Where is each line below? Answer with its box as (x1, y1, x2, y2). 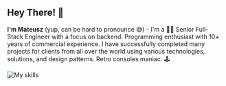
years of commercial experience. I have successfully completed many (7, 39, 205, 48)
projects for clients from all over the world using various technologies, (7, 47, 205, 55)
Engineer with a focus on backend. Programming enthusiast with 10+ (25, 32, 220, 41)
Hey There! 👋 (7, 7, 64, 19)
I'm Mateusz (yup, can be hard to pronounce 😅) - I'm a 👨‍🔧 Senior (7, 25, 194, 33)
